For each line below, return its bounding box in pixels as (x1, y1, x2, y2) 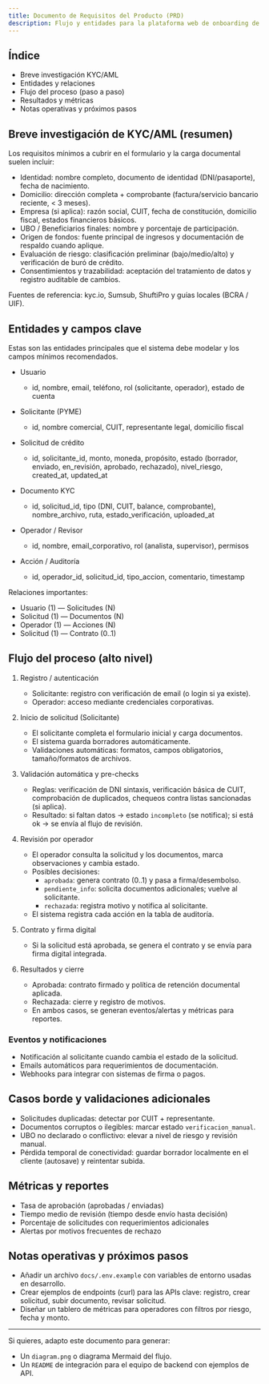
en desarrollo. (19, 1279, 66, 1289)
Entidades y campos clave (8, 322, 143, 336)
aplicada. (31, 988, 62, 998)
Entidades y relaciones (19, 78, 95, 88)
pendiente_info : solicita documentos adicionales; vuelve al (43, 883, 238, 893)
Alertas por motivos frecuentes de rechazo (19, 1226, 162, 1236)
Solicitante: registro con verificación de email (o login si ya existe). (31, 688, 251, 698)
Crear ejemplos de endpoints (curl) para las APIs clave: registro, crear (19, 1287, 251, 1297)
